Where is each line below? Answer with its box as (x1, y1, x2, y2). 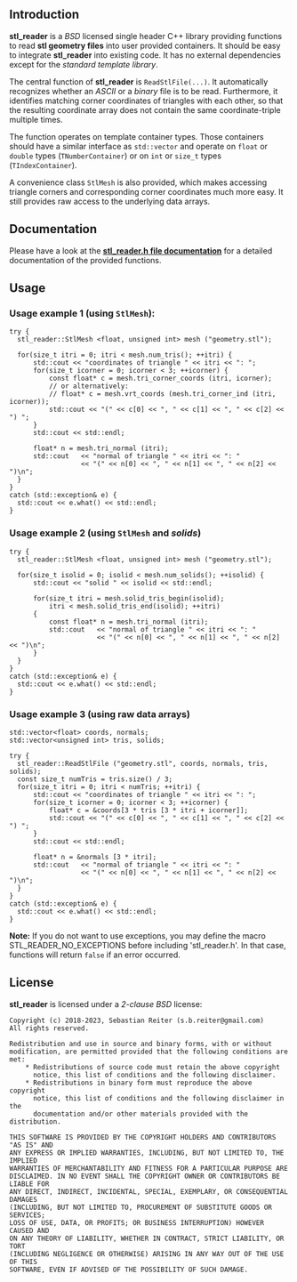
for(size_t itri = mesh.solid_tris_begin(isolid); (32, 593, 225, 603)
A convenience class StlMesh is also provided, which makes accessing (9, 177, 268, 188)
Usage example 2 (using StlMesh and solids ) (9, 527, 202, 539)
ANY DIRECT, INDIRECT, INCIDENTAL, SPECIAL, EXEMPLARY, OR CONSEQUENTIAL (9, 1187, 289, 1196)
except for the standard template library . (9, 59, 158, 69)
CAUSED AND (9, 1226, 50, 1235)
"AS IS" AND (9, 1141, 53, 1149)
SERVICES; (9, 1210, 46, 1220)
